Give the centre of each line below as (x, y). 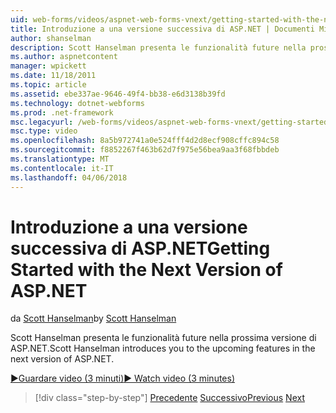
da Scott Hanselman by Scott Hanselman (93, 318)
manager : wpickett (48, 66)
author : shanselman (51, 38)
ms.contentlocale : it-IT (62, 168)
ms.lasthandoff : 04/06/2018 (69, 177)
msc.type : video (44, 131)
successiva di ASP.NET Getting (140, 248)
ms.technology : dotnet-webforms (77, 103)
